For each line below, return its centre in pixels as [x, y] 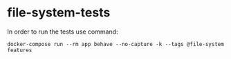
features [20, 50]
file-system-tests [59, 13]
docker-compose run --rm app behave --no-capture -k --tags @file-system [116, 44]
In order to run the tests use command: [63, 32]
